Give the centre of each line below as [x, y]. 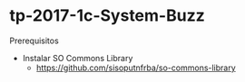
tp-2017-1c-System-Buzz [108, 16]
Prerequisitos [34, 41]
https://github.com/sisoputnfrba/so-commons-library [136, 68]
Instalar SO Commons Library [78, 58]
